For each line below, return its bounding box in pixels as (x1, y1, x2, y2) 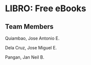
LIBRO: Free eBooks (5, 3, 87, 14)
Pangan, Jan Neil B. (5, 54, 45, 60)
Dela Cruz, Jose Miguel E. (5, 45, 57, 50)
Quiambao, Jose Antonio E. (5, 35, 60, 41)
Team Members (5, 22, 54, 31)
